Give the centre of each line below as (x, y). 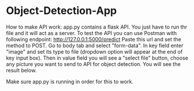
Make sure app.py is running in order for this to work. (70, 81)
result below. (21, 70)
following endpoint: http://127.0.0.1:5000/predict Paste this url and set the (94, 39)
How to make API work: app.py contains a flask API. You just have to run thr (97, 27)
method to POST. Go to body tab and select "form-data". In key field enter (95, 45)
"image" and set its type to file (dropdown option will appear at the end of (94, 51)
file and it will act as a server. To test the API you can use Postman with (91, 33)
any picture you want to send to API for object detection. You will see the (93, 64)
